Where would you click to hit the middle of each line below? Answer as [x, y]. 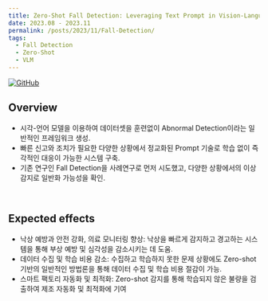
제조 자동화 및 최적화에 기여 [84, 288]
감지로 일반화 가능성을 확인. [63, 178]
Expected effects [52, 219]
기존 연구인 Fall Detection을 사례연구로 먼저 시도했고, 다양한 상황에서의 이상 [138, 167]
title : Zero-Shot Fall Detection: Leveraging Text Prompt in [112, 16]
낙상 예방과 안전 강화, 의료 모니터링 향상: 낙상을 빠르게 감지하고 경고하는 [131, 239]
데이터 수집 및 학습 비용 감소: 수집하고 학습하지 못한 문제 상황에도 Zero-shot [138, 259]
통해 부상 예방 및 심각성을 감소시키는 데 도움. [104, 248]
